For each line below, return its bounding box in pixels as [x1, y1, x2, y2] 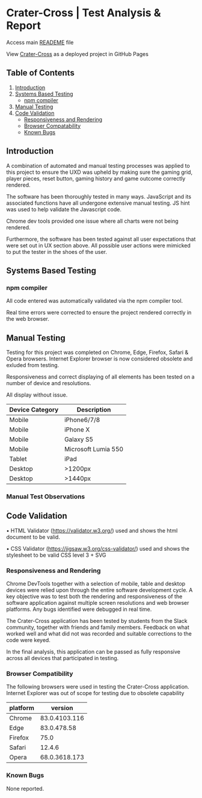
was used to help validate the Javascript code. [6, 205, 122, 213]
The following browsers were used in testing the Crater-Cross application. [6, 683, 189, 690]
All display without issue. [6, 391, 68, 398]
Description [76, 406, 111, 414]
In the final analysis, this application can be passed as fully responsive [6, 648, 180, 655]
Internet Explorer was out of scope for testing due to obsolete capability [6, 690, 185, 697]
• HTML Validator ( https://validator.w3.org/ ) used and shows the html [6, 527, 178, 534]
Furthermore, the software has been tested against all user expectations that [6, 235, 196, 243]
